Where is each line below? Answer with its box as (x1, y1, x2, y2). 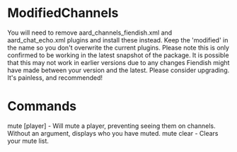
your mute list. (7, 136, 50, 145)
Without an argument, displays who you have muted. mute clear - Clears (7, 129, 219, 137)
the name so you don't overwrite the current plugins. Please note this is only (7, 43, 230, 52)
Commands (7, 98, 77, 115)
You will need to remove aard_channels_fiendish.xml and (7, 28, 173, 37)
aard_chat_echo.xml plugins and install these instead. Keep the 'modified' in (7, 35, 229, 44)
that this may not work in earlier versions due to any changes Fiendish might (7, 58, 230, 66)
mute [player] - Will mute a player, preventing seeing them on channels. (7, 122, 216, 130)
